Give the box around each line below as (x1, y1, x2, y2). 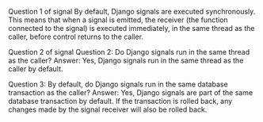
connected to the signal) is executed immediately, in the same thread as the (8, 24, 255, 32)
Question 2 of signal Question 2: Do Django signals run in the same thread (8, 48, 250, 56)
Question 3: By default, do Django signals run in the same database (8, 79, 228, 89)
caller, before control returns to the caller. (8, 32, 144, 41)
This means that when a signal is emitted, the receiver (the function (8, 15, 228, 25)
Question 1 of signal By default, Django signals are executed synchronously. (8, 7, 256, 16)
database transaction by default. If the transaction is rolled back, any (8, 97, 233, 105)
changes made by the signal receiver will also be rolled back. (8, 105, 208, 114)
